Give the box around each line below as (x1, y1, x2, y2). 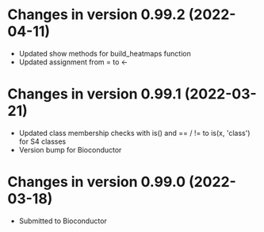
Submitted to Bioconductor (18, 216, 108, 226)
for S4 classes (18, 137, 67, 146)
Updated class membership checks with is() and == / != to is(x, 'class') (18, 128, 251, 137)
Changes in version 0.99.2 (7, 6, 186, 24)
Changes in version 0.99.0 (7, 173, 186, 191)
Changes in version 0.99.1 (7, 85, 182, 103)
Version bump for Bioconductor (18, 145, 122, 154)
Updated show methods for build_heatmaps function (18, 48, 191, 58)
